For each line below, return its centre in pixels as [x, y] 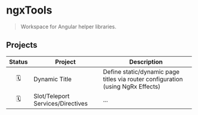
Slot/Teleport [51, 96]
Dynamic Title [52, 79]
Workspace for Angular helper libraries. [68, 27]
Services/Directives [61, 103]
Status [19, 61]
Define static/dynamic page [141, 71]
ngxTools [29, 10]
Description [146, 61]
